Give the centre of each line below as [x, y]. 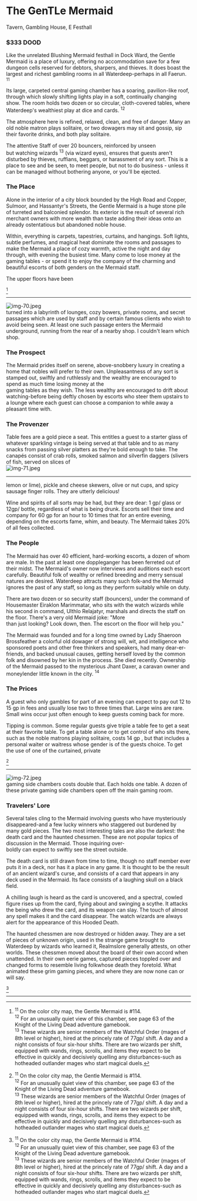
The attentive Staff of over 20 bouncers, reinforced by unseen [81, 145]
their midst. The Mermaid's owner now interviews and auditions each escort [98, 568]
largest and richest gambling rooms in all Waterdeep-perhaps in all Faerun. [96, 74]
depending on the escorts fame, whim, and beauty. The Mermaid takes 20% [98, 521]
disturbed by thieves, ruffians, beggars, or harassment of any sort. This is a [97, 159]
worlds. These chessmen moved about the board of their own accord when [97, 952]
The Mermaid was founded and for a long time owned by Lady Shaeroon [94, 635]
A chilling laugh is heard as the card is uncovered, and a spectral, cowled [94, 897]
